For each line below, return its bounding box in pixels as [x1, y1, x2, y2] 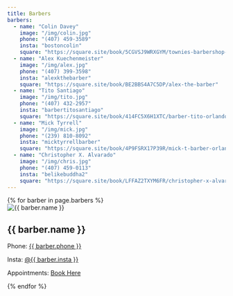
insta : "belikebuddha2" [19, 171, 89, 178]
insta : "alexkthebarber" [19, 74, 92, 82]
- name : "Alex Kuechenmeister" [13, 55, 104, 62]
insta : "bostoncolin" [19, 42, 82, 49]
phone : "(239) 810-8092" [19, 132, 92, 139]
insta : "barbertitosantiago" [19, 107, 104, 113]
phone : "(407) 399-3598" [19, 68, 92, 75]
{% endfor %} [7, 282, 47, 290]
